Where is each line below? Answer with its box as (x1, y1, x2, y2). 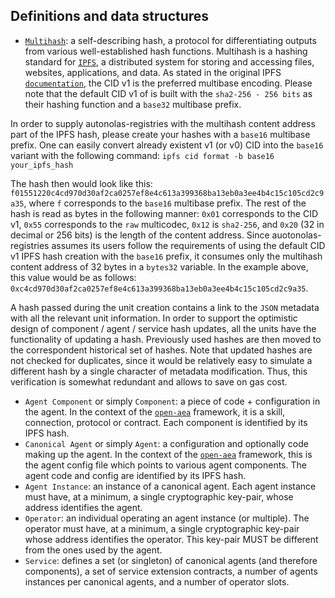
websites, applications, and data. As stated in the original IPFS (24, 66, 282, 78)
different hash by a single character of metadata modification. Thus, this (10, 365, 308, 377)
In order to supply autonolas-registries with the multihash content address (10, 117, 316, 129)
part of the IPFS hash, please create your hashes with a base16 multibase (10, 128, 311, 140)
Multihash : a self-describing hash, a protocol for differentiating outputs (24, 34, 317, 46)
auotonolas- (271, 229, 322, 241)
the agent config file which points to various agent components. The (24, 459, 307, 471)
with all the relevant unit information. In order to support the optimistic (10, 312, 298, 324)
